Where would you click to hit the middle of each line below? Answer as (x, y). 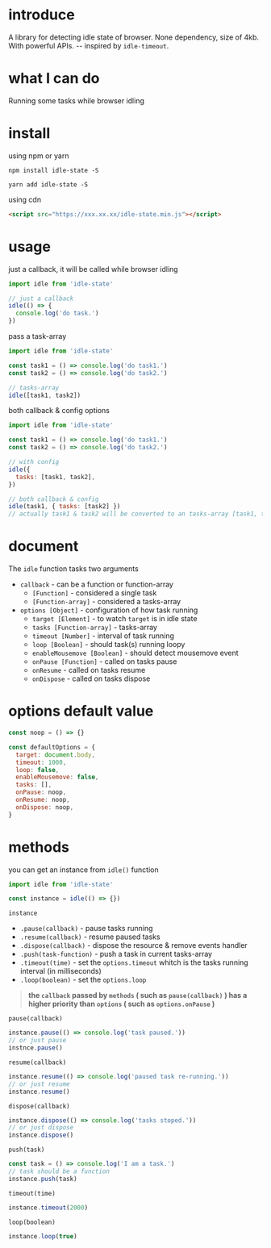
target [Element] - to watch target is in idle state (115, 619)
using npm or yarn (39, 156)
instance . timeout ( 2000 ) (48, 1208)
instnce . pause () (35, 1048)
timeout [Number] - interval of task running (103, 636)
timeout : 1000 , (41, 762)
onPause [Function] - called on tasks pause (104, 662)
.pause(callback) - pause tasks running (86, 929)
